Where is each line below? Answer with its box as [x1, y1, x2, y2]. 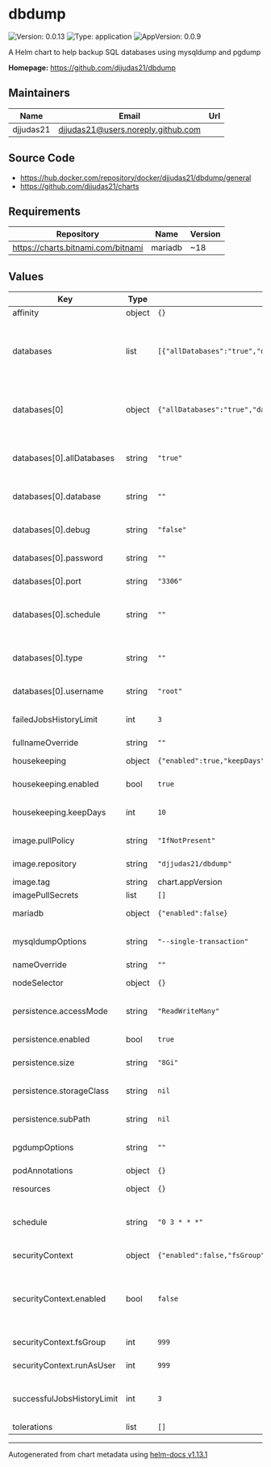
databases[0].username [12, 685, 104, 697]
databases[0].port [12, 576, 82, 587]
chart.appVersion [156, 877, 223, 888]
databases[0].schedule [12, 609, 101, 620]
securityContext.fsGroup [12, 1337, 106, 1348]
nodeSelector [12, 978, 64, 989]
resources [12, 1184, 51, 1195]
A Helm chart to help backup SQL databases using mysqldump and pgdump [8, 47, 261, 57]
